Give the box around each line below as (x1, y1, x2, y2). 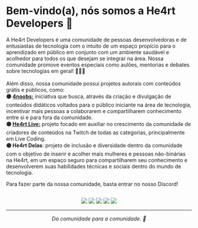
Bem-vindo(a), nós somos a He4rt (6, 4, 176, 18)
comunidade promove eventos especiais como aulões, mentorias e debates (6, 61, 190, 68)
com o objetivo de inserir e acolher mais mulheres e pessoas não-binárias (6, 150, 186, 157)
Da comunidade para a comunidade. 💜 (52, 215, 146, 222)
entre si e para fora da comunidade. (6, 114, 93, 121)
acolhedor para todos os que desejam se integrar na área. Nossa (6, 55, 164, 62)
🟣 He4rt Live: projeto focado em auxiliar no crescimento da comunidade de (6, 120, 192, 127)
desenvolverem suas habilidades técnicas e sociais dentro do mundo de (6, 163, 181, 170)
